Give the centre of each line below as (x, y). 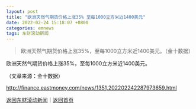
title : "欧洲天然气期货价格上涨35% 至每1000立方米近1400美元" (76, 17)
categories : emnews (30, 28)
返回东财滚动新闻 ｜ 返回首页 (40, 100)
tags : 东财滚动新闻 (28, 34)
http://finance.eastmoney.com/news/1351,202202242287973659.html (91, 88)
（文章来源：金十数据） (35, 76)
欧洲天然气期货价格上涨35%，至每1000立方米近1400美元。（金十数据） (107, 51)
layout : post (22, 11)
